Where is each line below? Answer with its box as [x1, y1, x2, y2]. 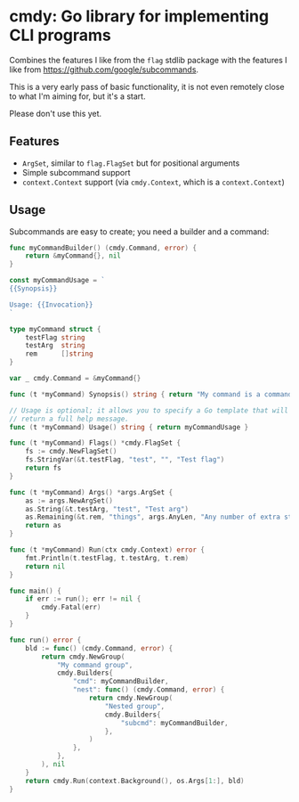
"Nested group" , [104, 701, 166, 710]
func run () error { [9, 635, 82, 644]
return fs [25, 463, 62, 473]
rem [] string [25, 349, 93, 358]
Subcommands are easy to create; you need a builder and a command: [9, 225, 270, 237]
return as [25, 521, 62, 530]
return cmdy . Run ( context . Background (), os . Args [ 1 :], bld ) [25, 776, 245, 785]
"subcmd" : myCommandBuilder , [120, 718, 229, 727]
